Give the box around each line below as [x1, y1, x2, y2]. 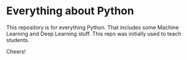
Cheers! [6, 48, 26, 55]
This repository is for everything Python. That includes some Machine [6, 24, 179, 31]
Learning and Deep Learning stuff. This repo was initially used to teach [6, 30, 182, 37]
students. [6, 36, 30, 43]
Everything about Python [6, 4, 134, 18]
